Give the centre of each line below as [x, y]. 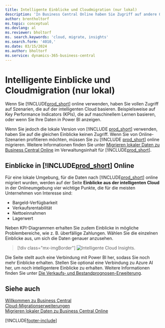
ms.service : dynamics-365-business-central [50, 55]
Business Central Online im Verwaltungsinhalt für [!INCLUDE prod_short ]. [78, 150]
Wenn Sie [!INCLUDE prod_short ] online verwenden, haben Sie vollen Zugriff [82, 104]
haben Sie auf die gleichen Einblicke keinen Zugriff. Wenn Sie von [71, 134]
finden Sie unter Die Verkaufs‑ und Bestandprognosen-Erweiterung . [74, 273]
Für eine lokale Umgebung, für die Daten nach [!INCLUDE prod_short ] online [82, 177]
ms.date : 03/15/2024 [26, 46]
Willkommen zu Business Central [38, 300]
